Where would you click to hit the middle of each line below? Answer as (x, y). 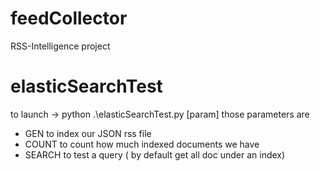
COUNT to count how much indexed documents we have (142, 144)
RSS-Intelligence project (60, 46)
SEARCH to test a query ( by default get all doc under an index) (155, 154)
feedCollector (69, 18)
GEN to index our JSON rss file (88, 133)
